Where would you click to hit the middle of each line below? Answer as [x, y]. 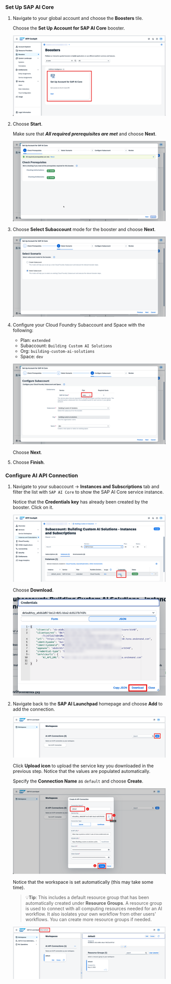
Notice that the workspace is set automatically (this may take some [83, 882]
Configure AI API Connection [42, 475]
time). [19, 887]
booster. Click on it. [33, 507]
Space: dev [32, 357]
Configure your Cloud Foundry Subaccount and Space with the [79, 325]
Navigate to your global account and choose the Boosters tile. [78, 18]
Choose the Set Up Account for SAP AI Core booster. [69, 28]
